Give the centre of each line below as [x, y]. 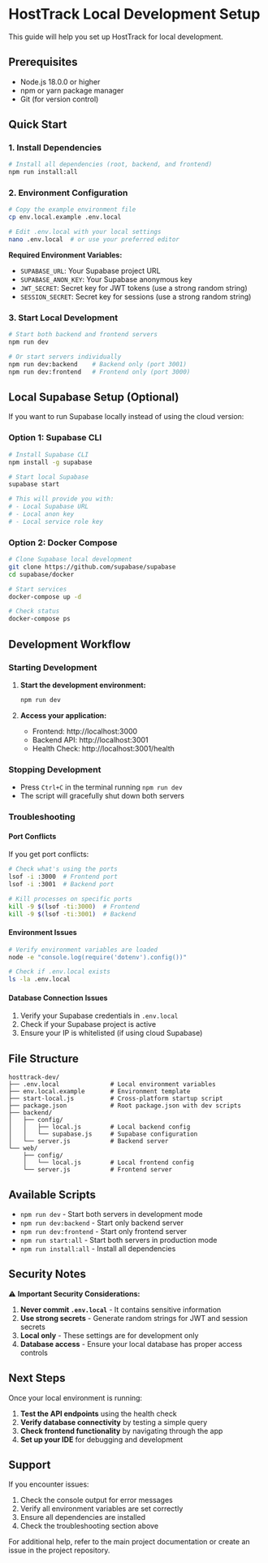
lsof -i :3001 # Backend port [61, 884]
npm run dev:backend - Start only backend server [102, 1223]
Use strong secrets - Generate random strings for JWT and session [134, 1318]
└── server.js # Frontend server [98, 1170]
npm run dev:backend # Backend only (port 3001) [97, 364]
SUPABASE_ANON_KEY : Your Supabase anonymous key [106, 279]
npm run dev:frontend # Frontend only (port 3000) [99, 372]
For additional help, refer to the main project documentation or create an [129, 1542]
